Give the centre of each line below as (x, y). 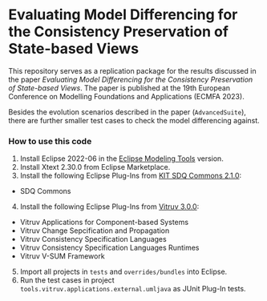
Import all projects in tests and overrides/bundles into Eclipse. (123, 272)
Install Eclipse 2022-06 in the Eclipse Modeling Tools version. (122, 159)
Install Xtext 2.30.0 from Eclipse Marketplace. (95, 167)
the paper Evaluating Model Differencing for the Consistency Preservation (131, 79)
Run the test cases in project (67, 280)
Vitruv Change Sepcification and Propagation (95, 231)
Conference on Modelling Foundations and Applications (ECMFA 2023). (126, 96)
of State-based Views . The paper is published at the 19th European (119, 88)
